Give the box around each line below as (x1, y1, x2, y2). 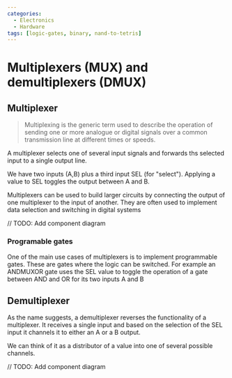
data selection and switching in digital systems (7, 206, 141, 214)
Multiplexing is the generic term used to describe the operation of (24, 121, 213, 129)
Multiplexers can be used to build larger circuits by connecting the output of (7, 191, 225, 199)
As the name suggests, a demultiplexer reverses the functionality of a (7, 313, 207, 322)
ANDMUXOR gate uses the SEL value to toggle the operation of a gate (7, 267, 208, 275)
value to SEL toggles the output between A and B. (7, 177, 150, 186)
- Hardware (13, 23, 45, 30)
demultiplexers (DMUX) (7, 75, 147, 91)
